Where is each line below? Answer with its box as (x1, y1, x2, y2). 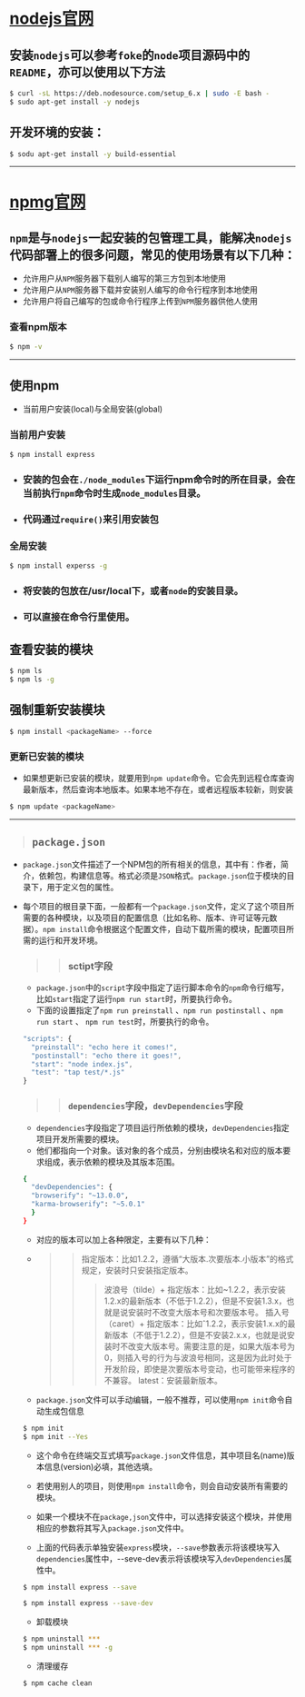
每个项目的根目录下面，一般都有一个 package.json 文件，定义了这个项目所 (22, 900, 295, 911)
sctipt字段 (67, 959, 113, 972)
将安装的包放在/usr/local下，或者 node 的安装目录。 (22, 584, 243, 597)
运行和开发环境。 (38, 935, 103, 946)
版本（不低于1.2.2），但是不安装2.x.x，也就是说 (112, 1329, 288, 1340)
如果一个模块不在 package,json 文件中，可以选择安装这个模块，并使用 (35, 1511, 292, 1522)
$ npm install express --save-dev (22, 1599, 153, 1608)
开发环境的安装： (9, 124, 105, 141)
